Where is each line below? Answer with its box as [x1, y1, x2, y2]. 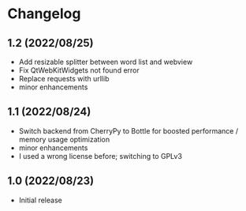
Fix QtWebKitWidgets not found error [18, 66, 140, 75]
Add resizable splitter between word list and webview [18, 57, 193, 66]
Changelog [7, 5, 81, 23]
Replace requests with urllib [18, 74, 110, 83]
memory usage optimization [18, 134, 110, 144]
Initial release [18, 195, 62, 205]
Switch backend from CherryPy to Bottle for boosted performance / [18, 126, 238, 135]
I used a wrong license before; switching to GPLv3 [18, 151, 183, 160]
